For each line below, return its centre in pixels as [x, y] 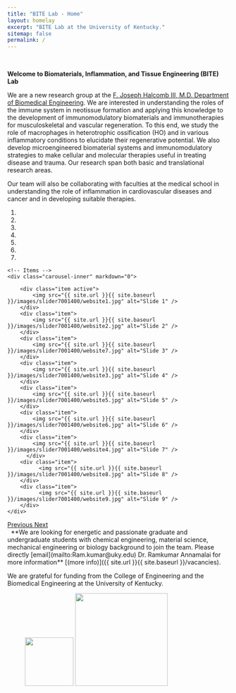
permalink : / [26, 40]
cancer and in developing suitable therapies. [72, 199]
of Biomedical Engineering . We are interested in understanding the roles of [116, 102]
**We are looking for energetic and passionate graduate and [99, 532]
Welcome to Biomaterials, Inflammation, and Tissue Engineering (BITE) [113, 74]
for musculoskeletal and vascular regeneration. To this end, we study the [113, 125]
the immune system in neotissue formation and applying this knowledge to [115, 110]
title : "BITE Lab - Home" [45, 14]
